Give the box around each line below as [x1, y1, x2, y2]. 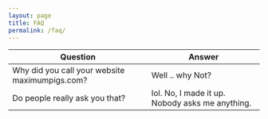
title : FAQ [8, 19, 45, 27]
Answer [188, 52, 219, 63]
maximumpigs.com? [12, 75, 88, 86]
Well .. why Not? [151, 70, 211, 81]
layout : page [8, 11, 52, 20]
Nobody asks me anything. [151, 98, 252, 109]
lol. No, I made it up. [151, 88, 226, 99]
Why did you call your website [12, 65, 125, 76]
